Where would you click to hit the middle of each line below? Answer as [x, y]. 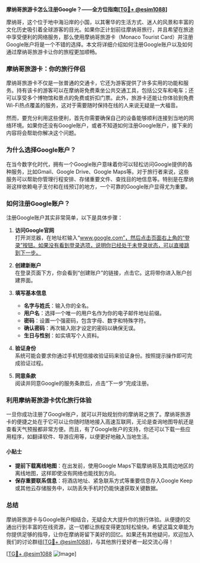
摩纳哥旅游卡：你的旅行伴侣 [46, 69]
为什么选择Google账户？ [41, 150]
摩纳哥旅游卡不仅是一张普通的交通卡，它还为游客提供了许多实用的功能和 [95, 83]
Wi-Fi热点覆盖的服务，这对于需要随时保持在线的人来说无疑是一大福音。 [94, 105]
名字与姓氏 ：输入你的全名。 [58, 305]
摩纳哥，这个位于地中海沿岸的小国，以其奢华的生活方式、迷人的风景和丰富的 [100, 22]
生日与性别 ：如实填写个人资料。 [63, 335]
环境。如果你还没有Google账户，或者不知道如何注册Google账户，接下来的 [102, 125]
